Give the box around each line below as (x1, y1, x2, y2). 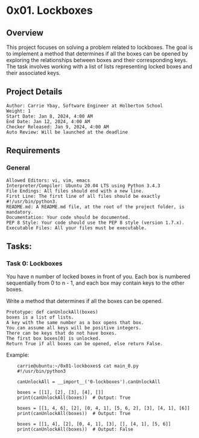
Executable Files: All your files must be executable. (6, 224, 147, 231)
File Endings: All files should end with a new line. (6, 188, 145, 194)
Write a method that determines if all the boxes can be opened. (6, 297, 163, 305)
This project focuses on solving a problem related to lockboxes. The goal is (6, 43, 193, 51)
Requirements (6, 145, 60, 156)
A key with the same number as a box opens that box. (6, 320, 145, 326)
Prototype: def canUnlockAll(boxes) (6, 309, 98, 316)
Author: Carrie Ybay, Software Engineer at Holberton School (6, 103, 163, 109)
